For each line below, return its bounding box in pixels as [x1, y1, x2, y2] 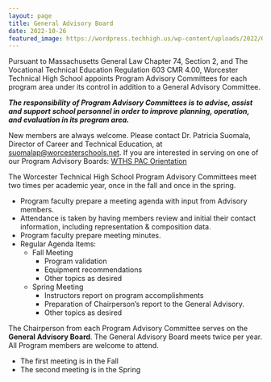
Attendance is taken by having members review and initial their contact [19, 213, 256, 223]
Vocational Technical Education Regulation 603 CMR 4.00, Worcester [8, 65, 239, 75]
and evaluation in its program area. [8, 115, 130, 125]
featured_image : [8, 34, 63, 43]
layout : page [8, 11, 52, 20]
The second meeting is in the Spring [19, 365, 141, 375]
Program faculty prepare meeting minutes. [19, 231, 161, 241]
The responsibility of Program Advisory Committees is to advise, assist [8, 98, 253, 107]
